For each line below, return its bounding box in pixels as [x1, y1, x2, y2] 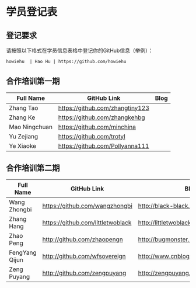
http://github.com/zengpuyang [42, 269, 127, 277]
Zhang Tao [9, 103, 38, 112]
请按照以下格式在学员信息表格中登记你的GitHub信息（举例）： [6, 47, 153, 54]
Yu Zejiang [9, 132, 38, 140]
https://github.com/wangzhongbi [42, 202, 133, 210]
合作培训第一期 [6, 77, 60, 86]
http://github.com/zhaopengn [42, 235, 124, 243]
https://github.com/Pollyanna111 [58, 141, 149, 150]
